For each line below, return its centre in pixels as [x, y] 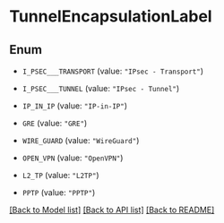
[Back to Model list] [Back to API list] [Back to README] [112, 210]
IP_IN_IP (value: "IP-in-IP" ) [75, 106]
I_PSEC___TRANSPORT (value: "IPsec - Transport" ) [113, 71]
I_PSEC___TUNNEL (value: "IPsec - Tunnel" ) [101, 88]
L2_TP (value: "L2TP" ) [61, 175]
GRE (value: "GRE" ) [55, 123]
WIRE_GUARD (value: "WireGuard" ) [81, 140]
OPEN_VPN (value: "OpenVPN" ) [73, 158]
